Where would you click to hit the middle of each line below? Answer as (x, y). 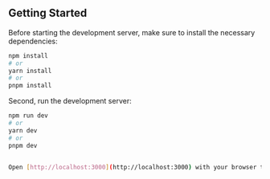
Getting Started (48, 13)
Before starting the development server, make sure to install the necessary (132, 32)
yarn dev (23, 130)
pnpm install (30, 86)
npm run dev (28, 116)
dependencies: (33, 41)
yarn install (30, 71)
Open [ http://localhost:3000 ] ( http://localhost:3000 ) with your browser (133, 167)
